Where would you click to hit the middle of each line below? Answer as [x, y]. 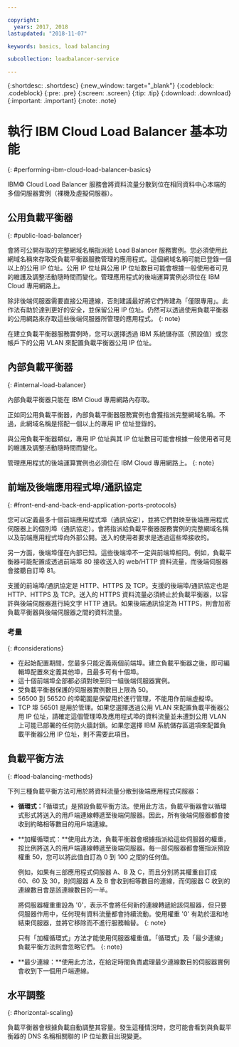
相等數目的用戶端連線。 [77, 824]
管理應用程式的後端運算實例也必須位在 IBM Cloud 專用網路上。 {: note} [111, 463]
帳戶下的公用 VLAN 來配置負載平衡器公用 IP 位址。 [81, 342]
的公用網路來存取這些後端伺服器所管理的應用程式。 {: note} [94, 318]
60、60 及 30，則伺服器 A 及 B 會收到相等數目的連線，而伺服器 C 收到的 [124, 880]
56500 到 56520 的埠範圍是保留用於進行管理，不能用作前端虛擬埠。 [117, 698]
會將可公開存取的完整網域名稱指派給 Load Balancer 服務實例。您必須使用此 [117, 250]
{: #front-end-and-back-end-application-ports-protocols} [92, 505]
